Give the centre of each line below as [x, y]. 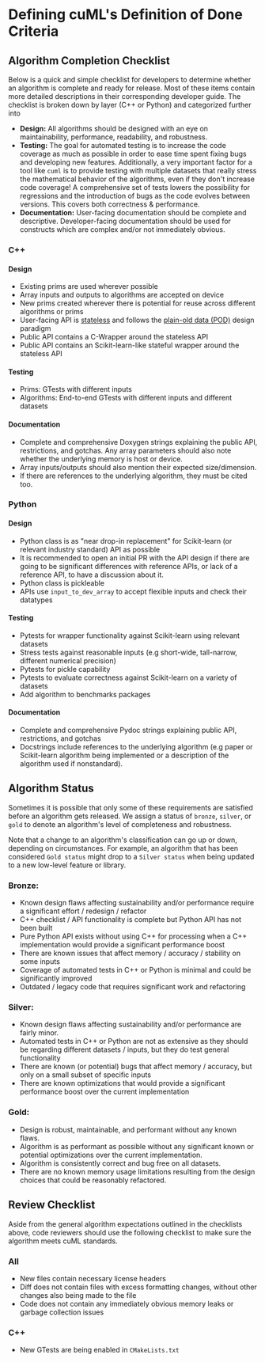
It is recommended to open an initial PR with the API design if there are [135, 558]
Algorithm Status [51, 789]
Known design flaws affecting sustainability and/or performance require [137, 903]
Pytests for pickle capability [65, 669]
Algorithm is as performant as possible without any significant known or [137, 1146]
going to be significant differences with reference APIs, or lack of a [129, 566]
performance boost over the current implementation [104, 1092]
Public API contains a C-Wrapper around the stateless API [114, 337]
